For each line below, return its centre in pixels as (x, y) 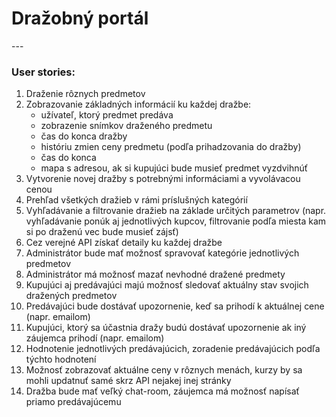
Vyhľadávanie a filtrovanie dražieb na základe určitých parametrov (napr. (176, 211)
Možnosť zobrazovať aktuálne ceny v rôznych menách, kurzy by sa (164, 370)
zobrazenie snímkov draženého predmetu (126, 126)
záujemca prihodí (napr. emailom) (95, 338)
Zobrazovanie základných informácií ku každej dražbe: (138, 104)
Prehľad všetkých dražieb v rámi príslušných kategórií (136, 200)
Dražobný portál (80, 18)
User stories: (43, 72)
